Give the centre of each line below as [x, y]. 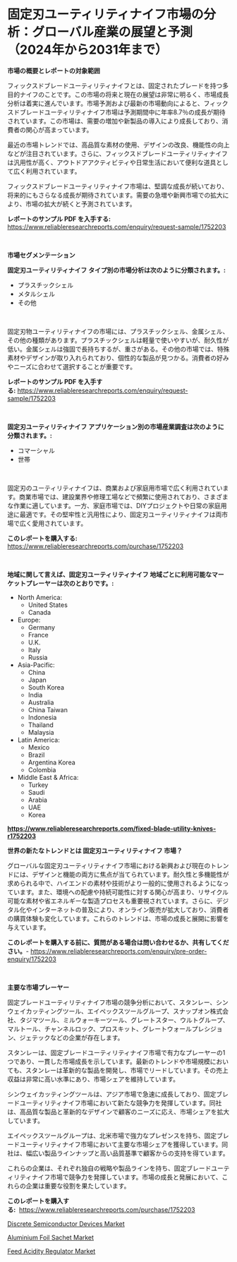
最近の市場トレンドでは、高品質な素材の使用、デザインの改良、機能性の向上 [119, 145]
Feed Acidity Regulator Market [51, 1251]
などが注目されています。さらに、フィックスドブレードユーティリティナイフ [117, 153]
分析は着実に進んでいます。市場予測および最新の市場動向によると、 [105, 103]
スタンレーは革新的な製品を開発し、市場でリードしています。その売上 [127, 1070]
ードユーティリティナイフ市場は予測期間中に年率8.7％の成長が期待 [128, 112]
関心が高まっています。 [59, 130]
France [38, 635]
